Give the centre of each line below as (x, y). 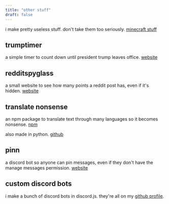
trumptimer (24, 45)
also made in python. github (34, 134)
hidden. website (22, 91)
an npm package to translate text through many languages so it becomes (82, 119)
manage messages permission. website (47, 167)
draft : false (19, 15)
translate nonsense (37, 107)
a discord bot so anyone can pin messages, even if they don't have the (79, 162)
